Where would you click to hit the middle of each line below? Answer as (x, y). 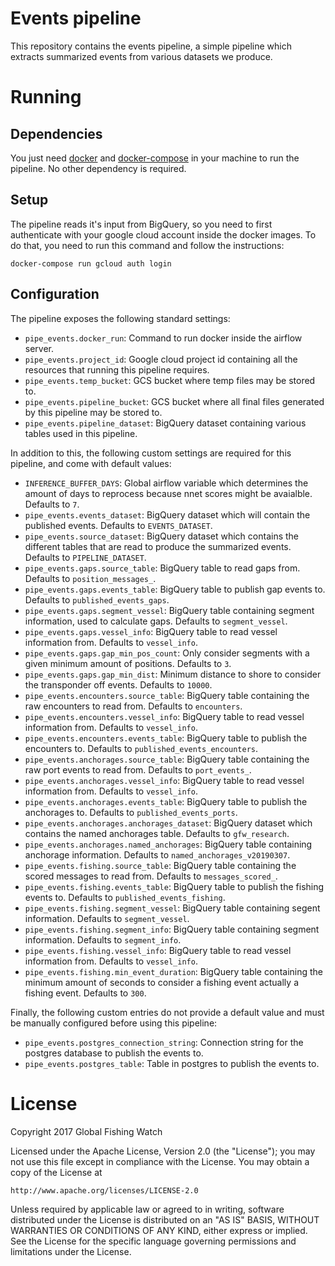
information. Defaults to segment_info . (103, 939)
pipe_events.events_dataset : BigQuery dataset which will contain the (167, 514)
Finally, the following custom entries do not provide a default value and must (167, 1012)
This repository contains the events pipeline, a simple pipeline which (151, 46)
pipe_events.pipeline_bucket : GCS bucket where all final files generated (174, 401)
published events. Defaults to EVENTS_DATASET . (118, 525)
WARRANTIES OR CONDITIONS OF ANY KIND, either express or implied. (159, 1230)
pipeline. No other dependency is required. (98, 168)
